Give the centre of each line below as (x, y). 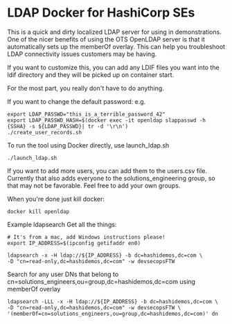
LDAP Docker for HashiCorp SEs (101, 13)
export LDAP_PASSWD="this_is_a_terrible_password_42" (87, 114)
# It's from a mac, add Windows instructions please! (87, 237)
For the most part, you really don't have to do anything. (86, 88)
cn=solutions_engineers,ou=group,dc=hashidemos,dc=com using (101, 281)
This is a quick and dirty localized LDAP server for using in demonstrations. (114, 32)
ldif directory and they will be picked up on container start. (91, 75)
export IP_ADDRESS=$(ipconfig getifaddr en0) (74, 243)
